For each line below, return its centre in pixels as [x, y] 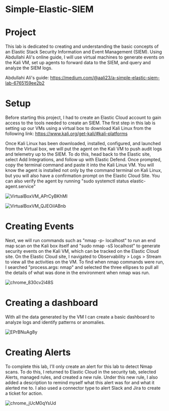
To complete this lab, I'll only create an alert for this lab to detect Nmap [79, 366]
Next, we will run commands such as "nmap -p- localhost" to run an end [80, 240]
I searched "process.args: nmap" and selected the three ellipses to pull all [82, 267]
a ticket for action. [24, 393]
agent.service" [21, 187]
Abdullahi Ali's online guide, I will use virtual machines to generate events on [85, 57]
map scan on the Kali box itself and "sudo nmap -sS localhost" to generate [83, 246]
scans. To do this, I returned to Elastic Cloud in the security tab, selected [81, 372]
